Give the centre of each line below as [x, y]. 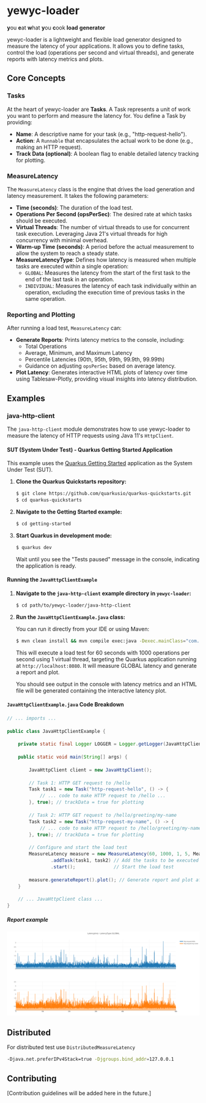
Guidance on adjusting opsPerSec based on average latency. [100, 366]
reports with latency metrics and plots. [55, 59]
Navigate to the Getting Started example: [69, 512]
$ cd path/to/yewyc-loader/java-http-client [73, 605]
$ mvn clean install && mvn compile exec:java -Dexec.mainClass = [101, 641]
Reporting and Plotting [41, 314]
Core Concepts [36, 78]
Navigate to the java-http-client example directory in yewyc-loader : [104, 593]
